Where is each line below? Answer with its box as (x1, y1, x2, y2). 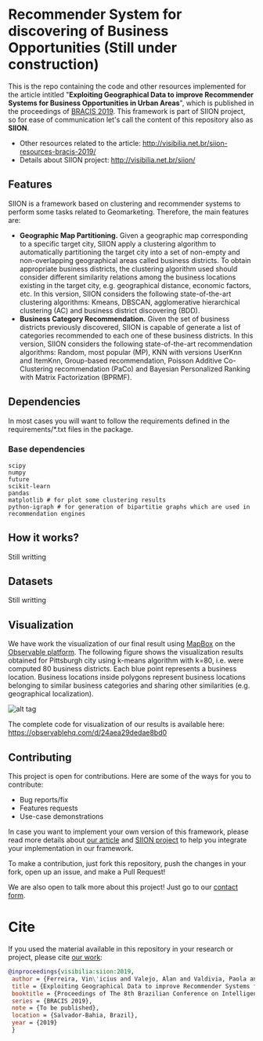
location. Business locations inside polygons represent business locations (8, 673, 247, 682)
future (8, 475, 30, 484)
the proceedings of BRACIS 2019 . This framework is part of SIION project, (8, 106, 246, 115)
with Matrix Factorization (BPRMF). (19, 372, 132, 382)
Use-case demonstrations (19, 812, 104, 821)
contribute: (8, 780, 44, 790)
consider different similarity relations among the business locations (19, 272, 236, 282)
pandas (8, 489, 30, 497)
